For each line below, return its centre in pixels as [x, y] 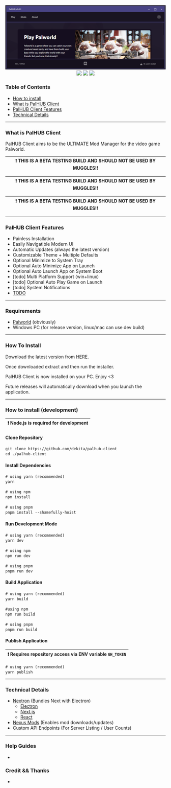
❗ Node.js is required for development [48, 423]
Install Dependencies [28, 465]
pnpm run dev [19, 571]
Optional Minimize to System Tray [48, 261]
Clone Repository [24, 437]
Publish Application [26, 641]
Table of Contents [28, 87]
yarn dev [15, 540]
